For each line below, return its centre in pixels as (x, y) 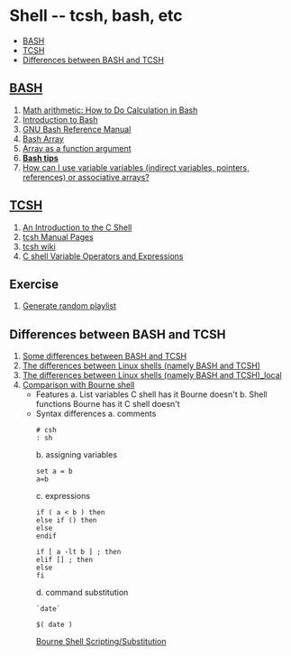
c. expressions (63, 496)
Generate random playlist (69, 306)
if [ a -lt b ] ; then (78, 552)
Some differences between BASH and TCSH (105, 356)
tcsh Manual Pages (58, 236)
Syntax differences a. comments (96, 414)
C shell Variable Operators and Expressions (103, 256)
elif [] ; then (64, 560)
